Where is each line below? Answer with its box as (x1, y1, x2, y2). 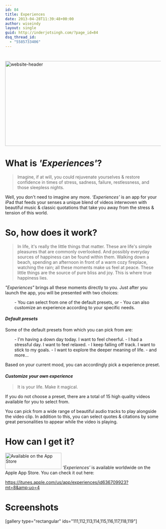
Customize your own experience (5, 373, 73, 379)
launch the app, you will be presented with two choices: (5, 289, 119, 295)
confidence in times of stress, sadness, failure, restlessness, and (17, 179, 150, 185)
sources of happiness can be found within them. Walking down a (17, 254, 149, 260)
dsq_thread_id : (5, 35, 37, 40)
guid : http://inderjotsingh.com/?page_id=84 (5, 30, 98, 35)
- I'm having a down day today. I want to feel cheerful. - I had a (14, 336, 142, 342)
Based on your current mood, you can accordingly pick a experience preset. (5, 362, 161, 368)
